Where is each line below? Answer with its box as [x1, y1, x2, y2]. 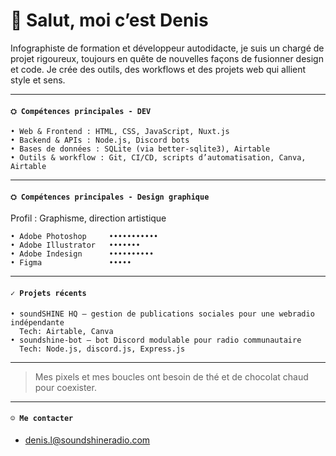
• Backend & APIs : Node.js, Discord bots [10, 135, 190, 146]
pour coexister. [34, 381, 97, 393]
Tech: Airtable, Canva [19, 326, 114, 336]
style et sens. [10, 74, 66, 86]
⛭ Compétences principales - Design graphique [10, 192, 210, 202]
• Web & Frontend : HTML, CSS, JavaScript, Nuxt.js [10, 127, 230, 137]
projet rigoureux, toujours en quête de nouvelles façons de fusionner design [10, 52, 324, 64]
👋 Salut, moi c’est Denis [10, 9, 209, 32]
